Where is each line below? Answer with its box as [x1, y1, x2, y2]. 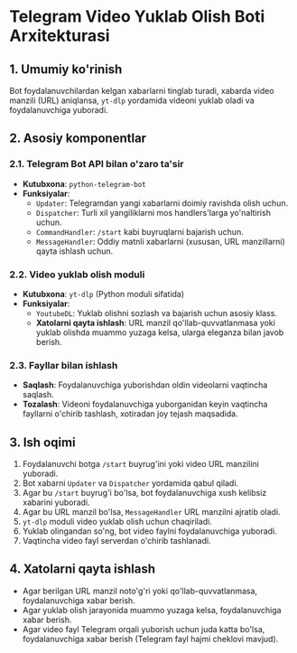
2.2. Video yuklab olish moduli [9, 268, 145, 281]
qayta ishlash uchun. [35, 246, 114, 257]
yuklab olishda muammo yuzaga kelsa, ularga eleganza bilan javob [35, 327, 284, 338]
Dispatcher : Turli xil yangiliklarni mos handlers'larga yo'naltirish [35, 207, 271, 218]
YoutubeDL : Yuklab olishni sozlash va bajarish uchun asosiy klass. [35, 307, 278, 318]
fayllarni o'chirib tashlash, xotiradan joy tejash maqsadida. [22, 408, 238, 419]
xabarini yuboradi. [22, 497, 90, 508]
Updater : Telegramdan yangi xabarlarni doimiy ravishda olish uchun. [35, 197, 289, 209]
